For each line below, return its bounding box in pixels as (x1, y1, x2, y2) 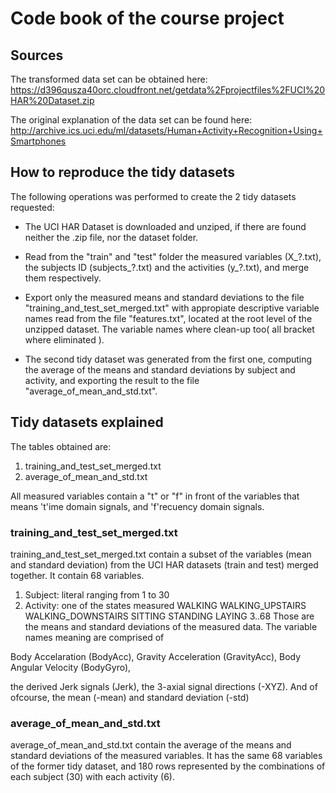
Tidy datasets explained (10, 414, 164, 431)
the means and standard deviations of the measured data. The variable (24, 620, 318, 632)
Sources (10, 47, 64, 64)
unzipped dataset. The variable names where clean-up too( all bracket (24, 323, 315, 335)
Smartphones (10, 135, 67, 147)
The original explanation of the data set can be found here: (10, 114, 253, 126)
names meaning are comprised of (24, 631, 165, 643)
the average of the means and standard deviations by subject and (24, 363, 296, 376)
